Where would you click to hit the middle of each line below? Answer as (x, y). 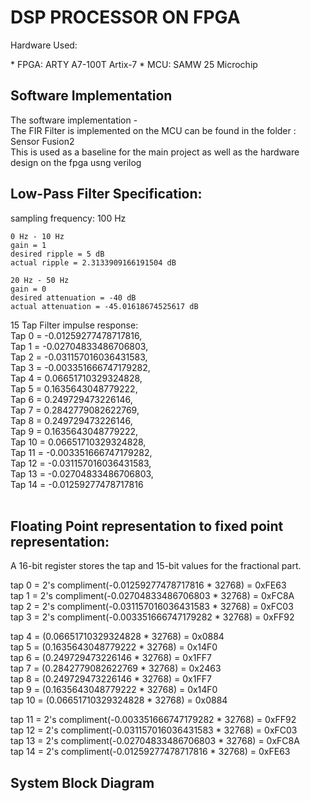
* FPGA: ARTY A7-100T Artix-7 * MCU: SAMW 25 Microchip (134, 64)
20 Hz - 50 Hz (40, 280)
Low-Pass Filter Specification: (106, 194)
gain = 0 (28, 289)
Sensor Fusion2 (42, 141)
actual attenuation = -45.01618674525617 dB (104, 306)
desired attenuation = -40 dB (73, 297)
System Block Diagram (82, 782)
